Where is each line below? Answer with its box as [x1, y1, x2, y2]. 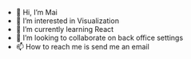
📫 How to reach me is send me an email [15, 42, 149, 51]
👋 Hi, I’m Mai [15, 8, 58, 17]
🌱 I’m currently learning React [15, 25, 114, 33]
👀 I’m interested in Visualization [15, 16, 120, 26]
